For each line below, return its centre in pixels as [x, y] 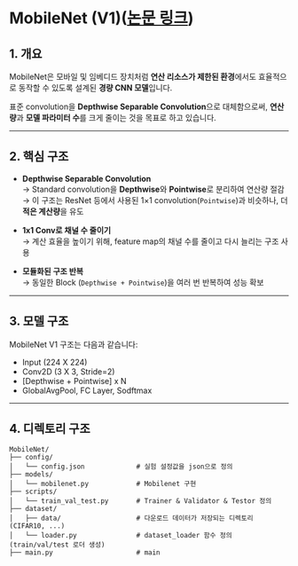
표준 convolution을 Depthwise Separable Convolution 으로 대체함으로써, [139, 106]
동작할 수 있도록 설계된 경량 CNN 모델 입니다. [95, 88]
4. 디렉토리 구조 [50, 429]
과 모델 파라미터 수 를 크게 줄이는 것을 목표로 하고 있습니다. [117, 118]
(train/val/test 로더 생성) [57, 545]
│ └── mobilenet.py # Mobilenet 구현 [103, 484]
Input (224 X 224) [55, 362]
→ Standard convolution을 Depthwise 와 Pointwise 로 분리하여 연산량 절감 [153, 189]
